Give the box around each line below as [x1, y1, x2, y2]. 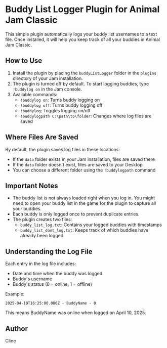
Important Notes [5, 181, 58, 190]
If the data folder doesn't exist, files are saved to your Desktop [12, 161, 143, 167]
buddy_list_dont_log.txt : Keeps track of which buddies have [20, 227, 149, 233]
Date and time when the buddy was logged [12, 271, 103, 277]
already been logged [20, 233, 64, 239]
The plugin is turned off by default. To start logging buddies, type [12, 80, 149, 86]
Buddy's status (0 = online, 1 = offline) [12, 281, 93, 287]
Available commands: [12, 91, 57, 97]
